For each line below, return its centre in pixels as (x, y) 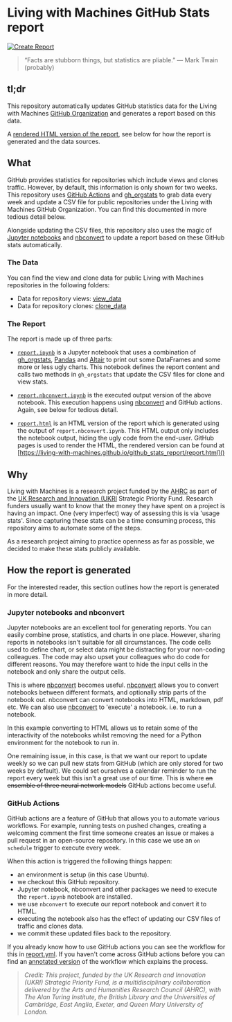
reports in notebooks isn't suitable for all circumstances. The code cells (109, 643)
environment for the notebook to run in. (63, 743)
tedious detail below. (37, 217)
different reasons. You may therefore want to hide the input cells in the (108, 664)
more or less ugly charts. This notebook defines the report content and (118, 367)
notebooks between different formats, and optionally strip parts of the (107, 692)
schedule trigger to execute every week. (64, 848)
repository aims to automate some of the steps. (74, 528)
